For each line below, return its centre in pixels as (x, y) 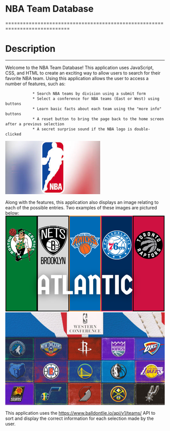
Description (30, 49)
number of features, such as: (35, 84)
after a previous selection (35, 124)
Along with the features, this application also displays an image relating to (82, 202)
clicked (13, 134)
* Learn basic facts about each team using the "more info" (97, 109)
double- (142, 129)
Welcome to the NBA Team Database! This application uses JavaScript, (80, 67)
